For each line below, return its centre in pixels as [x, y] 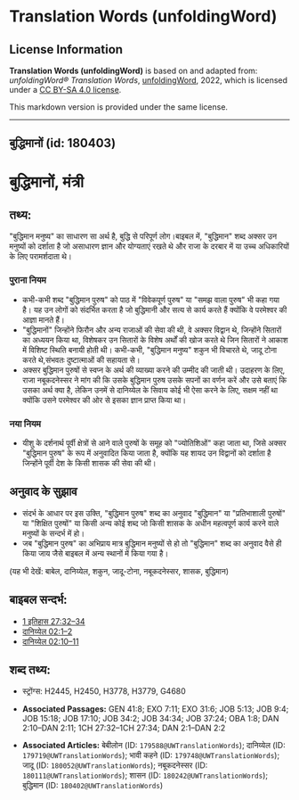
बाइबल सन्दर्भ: [39, 600]
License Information [66, 49]
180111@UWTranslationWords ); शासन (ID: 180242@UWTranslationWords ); [145, 775]
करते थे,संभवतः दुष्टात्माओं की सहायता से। [81, 359]
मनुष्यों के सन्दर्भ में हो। [53, 533]
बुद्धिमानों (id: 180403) [63, 143]
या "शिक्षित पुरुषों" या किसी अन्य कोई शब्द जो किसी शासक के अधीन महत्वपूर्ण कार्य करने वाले [150, 523]
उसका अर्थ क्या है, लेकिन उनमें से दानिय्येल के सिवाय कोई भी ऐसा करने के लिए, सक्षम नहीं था [150, 390]
